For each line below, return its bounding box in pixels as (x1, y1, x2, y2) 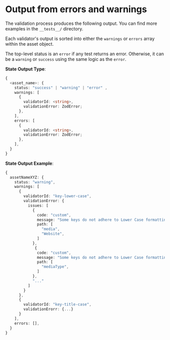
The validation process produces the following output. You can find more (5, 20, 157, 26)
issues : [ (27, 203, 49, 208)
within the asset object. (5, 41, 54, 47)
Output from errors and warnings (5, 4, 147, 15)
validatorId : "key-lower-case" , (23, 194, 92, 199)
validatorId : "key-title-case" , (23, 302, 92, 307)
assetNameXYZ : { (10, 175, 44, 180)
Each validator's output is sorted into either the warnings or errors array (5, 35, 155, 42)
